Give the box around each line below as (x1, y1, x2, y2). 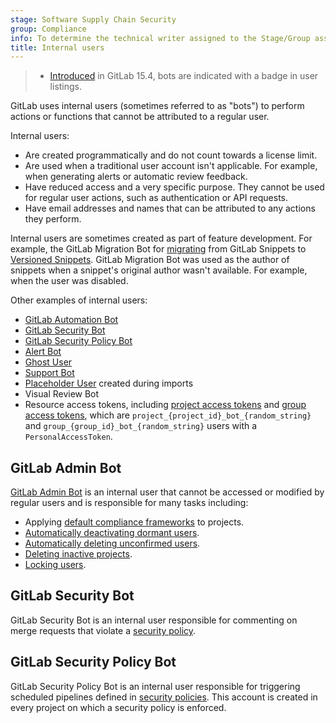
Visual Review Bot (24, 388, 100, 400)
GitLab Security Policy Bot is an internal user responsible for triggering (10, 680, 301, 692)
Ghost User (24, 356, 73, 368)
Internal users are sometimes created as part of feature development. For (10, 232, 313, 245)
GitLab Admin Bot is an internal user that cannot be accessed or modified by (10, 486, 325, 498)
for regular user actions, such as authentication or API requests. (24, 192, 289, 204)
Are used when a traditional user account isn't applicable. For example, (24, 160, 318, 172)
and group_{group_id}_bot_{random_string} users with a (24, 420, 258, 432)
